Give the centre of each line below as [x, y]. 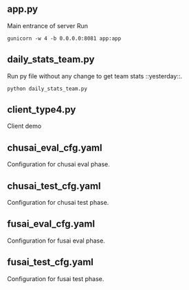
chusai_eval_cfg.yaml [55, 147]
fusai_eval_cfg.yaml [51, 224]
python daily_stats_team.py [47, 89]
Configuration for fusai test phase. [56, 278]
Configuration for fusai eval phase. [56, 241]
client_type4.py [42, 110]
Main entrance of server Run [47, 25]
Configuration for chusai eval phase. [58, 164]
